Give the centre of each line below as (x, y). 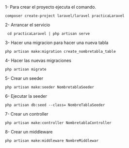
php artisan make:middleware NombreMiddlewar (52, 141)
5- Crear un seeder (24, 78)
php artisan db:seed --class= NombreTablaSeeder (55, 105)
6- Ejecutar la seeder (26, 96)
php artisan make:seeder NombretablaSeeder (50, 87)
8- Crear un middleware (29, 132)
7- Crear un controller (27, 114)
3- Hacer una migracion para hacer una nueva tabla (57, 43)
